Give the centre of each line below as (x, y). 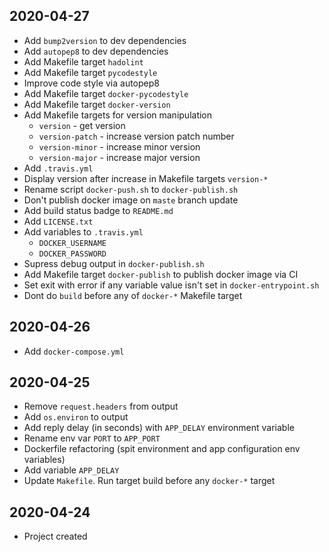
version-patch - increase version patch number (136, 136)
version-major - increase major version (119, 157)
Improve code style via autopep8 (91, 83)
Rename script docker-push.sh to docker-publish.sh (131, 189)
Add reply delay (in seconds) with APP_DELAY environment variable (159, 428)
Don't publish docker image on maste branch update (131, 200)
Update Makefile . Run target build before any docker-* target (149, 481)
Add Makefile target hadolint (83, 61)
